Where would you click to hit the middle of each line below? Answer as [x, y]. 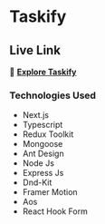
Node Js [38, 163]
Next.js [36, 115]
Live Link [35, 50]
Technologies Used [53, 95]
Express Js [43, 173]
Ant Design [43, 154]
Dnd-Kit [37, 182]
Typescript [43, 125]
